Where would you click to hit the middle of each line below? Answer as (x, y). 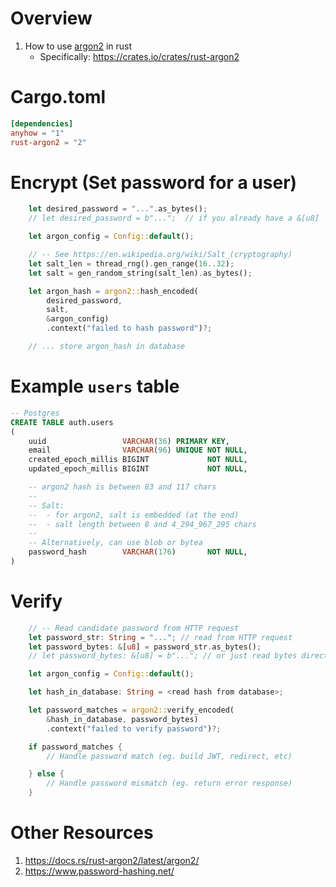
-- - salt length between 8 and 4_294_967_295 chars (142, 524)
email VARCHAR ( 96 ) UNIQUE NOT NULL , (138, 450)
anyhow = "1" (37, 133)
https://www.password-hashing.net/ (99, 871)
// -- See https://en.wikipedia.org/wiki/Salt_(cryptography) (160, 255)
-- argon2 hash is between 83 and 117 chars (122, 487)
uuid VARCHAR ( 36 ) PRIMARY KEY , (129, 441)
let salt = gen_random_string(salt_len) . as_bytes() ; (140, 273)
